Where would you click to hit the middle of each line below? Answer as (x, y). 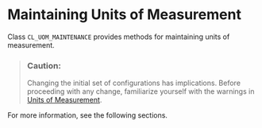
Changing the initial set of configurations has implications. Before (134, 83)
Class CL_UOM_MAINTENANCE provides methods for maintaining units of (119, 37)
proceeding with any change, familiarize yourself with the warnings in (141, 91)
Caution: (44, 65)
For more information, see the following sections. (88, 115)
